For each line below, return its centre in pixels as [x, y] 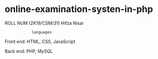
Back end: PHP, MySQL [29, 51]
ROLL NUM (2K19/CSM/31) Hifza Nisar [44, 23]
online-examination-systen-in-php [79, 9]
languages [41, 32]
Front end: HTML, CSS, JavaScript [40, 41]
